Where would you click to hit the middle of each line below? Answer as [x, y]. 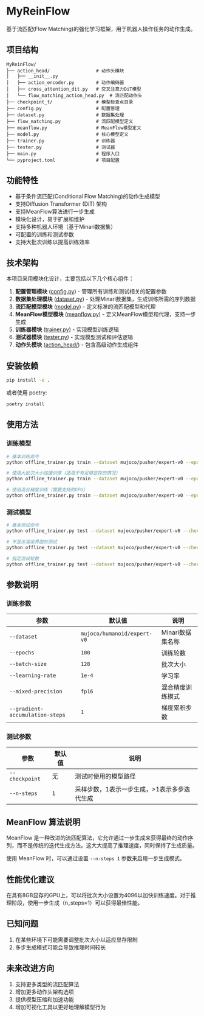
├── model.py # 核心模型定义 [67, 134]
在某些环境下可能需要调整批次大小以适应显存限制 [76, 939]
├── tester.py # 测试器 [61, 147]
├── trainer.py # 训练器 [61, 141]
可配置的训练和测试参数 [44, 234]
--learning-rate [33, 676]
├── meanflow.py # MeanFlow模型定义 [74, 128]
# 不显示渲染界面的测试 [32, 542]
